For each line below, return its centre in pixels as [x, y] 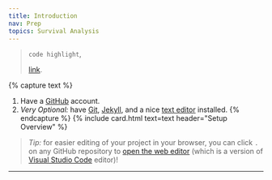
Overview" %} [44, 127]
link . [35, 70]
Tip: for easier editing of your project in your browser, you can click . [143, 143]
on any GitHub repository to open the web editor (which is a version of [145, 152]
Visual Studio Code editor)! [73, 160]
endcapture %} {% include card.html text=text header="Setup [124, 118]
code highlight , [55, 54]
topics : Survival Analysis [54, 31]
